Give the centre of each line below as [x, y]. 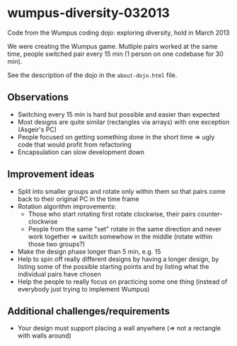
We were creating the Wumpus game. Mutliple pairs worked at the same [112, 46]
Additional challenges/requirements [88, 311]
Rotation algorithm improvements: [67, 206]
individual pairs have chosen [59, 274]
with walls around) [45, 336]
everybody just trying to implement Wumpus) [83, 289]
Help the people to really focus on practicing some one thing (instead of [122, 282]
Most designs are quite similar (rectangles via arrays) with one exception [123, 122]
